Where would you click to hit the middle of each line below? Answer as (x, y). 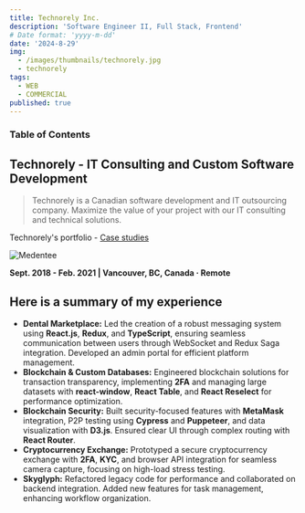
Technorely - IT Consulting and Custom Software (152, 164)
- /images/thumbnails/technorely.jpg (89, 60)
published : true (40, 103)
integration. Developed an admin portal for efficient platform (136, 352)
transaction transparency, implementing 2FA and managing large (145, 382)
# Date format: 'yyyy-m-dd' (63, 35)
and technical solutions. (76, 220)
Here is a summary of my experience (116, 302)
